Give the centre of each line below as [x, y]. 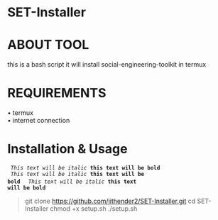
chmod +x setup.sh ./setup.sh [93, 209]
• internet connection [39, 121]
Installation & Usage [67, 149]
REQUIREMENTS [57, 93]
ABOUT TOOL [48, 45]
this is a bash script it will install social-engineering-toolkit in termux [107, 65]
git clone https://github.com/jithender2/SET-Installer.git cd [110, 201]
